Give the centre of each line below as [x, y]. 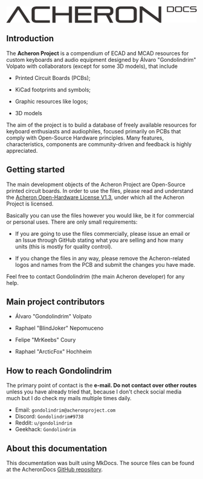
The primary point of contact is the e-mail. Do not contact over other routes [101, 386]
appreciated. [22, 150]
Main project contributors [56, 302]
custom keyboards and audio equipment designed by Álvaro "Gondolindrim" [101, 59]
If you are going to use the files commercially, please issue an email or [102, 233]
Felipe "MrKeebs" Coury [45, 340]
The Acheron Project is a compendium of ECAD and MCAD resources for [98, 53]
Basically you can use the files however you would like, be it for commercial [100, 215]
